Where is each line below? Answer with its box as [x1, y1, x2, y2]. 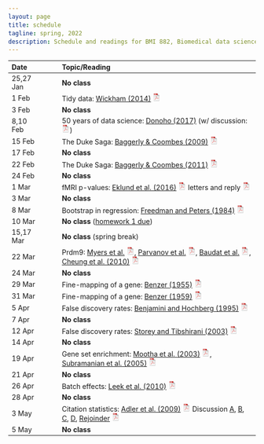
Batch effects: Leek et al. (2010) [61, 381, 167, 391]
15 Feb [11, 137, 35, 145]
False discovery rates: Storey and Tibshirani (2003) [61, 326, 229, 336]
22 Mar [11, 251, 35, 261]
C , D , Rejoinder [61, 413, 111, 424]
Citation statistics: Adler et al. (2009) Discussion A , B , [61, 405, 245, 414]
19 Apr [11, 354, 35, 363]
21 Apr [11, 369, 35, 379]
